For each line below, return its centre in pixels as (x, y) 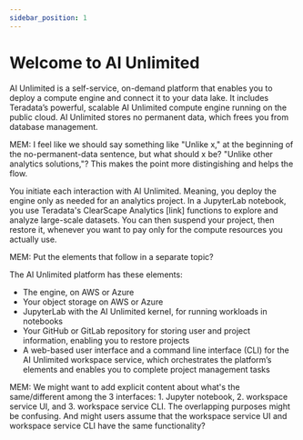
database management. (54, 126)
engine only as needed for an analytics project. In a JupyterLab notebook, (148, 200)
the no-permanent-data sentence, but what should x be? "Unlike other (141, 154)
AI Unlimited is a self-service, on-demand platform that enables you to (141, 88)
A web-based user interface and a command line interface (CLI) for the (156, 350)
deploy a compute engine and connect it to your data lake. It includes (139, 97)
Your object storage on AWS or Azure (93, 302)
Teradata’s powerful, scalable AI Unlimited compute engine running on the (148, 107)
